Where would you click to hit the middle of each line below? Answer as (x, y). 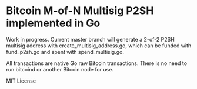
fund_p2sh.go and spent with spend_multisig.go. (65, 52)
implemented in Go (53, 23)
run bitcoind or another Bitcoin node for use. (60, 69)
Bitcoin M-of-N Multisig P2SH (80, 11)
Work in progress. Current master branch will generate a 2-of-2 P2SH (90, 39)
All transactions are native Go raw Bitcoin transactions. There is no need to (96, 63)
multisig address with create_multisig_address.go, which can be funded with (99, 46)
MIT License (21, 81)
